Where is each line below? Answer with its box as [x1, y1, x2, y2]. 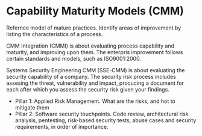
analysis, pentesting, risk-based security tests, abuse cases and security [14, 116, 197, 124]
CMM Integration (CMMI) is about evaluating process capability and [6, 42, 175, 49]
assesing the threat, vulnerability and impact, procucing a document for [6, 79, 185, 87]
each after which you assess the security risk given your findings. [6, 85, 170, 93]
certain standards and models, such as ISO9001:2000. [6, 55, 142, 62]
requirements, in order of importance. [14, 123, 109, 130]
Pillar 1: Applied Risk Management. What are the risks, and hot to [14, 97, 176, 105]
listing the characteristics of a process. [6, 30, 103, 37]
